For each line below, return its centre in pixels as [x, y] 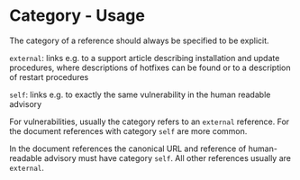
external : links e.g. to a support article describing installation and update [145, 58]
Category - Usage [77, 16]
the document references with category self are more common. [128, 130]
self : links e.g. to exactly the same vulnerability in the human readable [140, 94]
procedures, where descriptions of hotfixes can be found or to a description [150, 67]
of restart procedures [49, 76]
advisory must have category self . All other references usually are [167, 157]
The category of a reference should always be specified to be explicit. [139, 40]
